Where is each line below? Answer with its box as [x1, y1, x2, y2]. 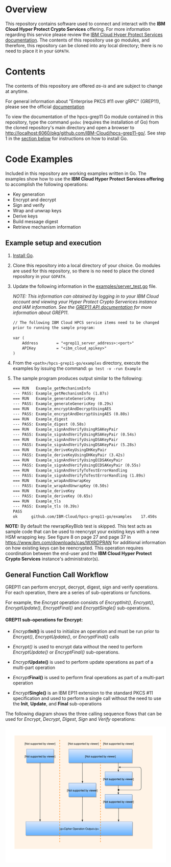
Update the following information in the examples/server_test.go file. [12, 283, 157, 289]
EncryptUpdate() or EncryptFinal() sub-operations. [12, 649, 120, 655]
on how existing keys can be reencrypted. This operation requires [5, 545, 144, 551]
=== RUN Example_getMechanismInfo [12, 386, 91, 391]
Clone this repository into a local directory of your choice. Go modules [12, 262, 161, 268]
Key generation [12, 191, 45, 197]
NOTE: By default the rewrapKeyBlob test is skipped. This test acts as [5, 523, 152, 529]
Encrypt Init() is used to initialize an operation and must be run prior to [12, 628, 160, 634]
